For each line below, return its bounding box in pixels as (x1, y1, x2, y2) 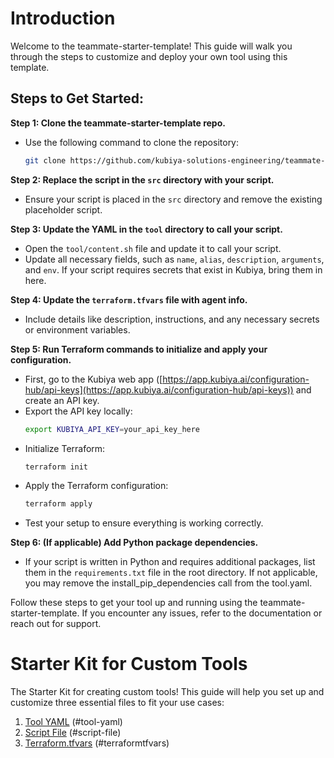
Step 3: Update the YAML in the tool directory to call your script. (10, 223, 283, 235)
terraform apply (24, 499, 93, 509)
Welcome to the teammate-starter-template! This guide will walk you (10, 40, 293, 52)
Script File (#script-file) (24, 727, 122, 739)
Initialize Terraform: (24, 442, 106, 454)
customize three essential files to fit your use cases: (10, 697, 225, 709)
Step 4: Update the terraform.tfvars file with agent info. (10, 293, 248, 306)
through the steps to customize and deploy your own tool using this (10, 50, 288, 62)
